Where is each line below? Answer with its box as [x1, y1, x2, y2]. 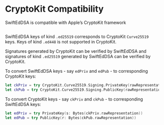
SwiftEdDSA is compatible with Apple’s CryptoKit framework [5, 20, 126, 25]
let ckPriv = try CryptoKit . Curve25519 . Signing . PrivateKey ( [5, 83, 130, 88]
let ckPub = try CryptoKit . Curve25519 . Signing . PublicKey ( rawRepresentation [5, 87, 163, 92]
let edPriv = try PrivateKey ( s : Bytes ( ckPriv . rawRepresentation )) [5, 111, 143, 116]
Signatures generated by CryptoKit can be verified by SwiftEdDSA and [5, 48, 146, 54]
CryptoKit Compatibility [5, 3, 104, 15]
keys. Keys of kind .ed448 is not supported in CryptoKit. [5, 39, 117, 45]
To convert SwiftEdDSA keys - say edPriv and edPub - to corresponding [5, 68, 148, 74]
